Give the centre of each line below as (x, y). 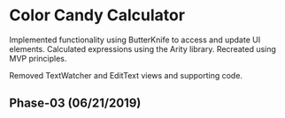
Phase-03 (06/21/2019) (75, 103)
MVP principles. (38, 58)
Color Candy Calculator (97, 15)
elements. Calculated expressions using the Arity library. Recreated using (143, 48)
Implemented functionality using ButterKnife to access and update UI (135, 40)
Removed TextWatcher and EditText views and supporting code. (126, 75)
